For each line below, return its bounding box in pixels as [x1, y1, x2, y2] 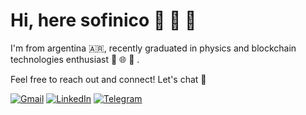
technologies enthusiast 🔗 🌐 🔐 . [10, 53, 140, 65]
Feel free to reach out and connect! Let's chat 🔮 [10, 73, 207, 85]
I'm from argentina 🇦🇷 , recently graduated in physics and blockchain [10, 42, 297, 54]
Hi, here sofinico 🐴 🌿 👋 [10, 9, 197, 32]
